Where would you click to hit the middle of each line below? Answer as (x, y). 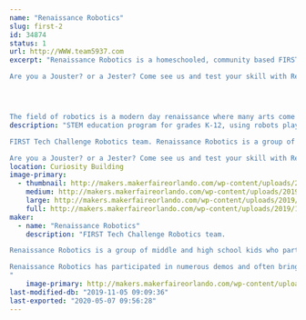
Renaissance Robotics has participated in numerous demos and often (142, 267)
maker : (22, 217)
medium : (40, 192)
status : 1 (28, 43)
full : (36, 209)
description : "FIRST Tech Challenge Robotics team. (126, 234)
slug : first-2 (36, 26)
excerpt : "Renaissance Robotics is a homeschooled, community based (142, 60)
